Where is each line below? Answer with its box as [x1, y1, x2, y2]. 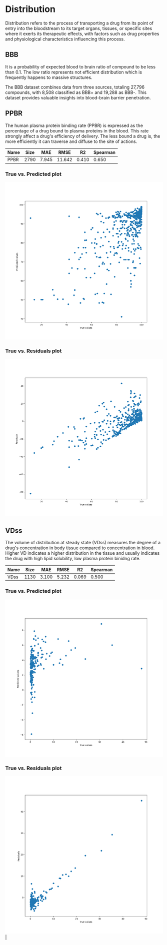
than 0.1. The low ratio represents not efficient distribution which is [5, 69, 142, 75]
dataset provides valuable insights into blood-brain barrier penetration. [5, 94, 151, 100]
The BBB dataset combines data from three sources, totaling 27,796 [5, 84, 145, 90]
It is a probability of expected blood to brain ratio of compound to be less [5, 63, 156, 69]
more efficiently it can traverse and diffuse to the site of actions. [5, 138, 137, 144]
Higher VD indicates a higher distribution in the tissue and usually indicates [5, 550, 160, 556]
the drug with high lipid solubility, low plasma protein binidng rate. [5, 556, 141, 562]
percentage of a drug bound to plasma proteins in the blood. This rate [5, 127, 149, 133]
